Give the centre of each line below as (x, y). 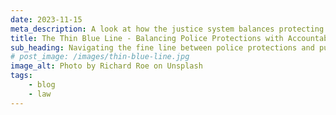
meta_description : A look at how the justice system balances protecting (167, 29)
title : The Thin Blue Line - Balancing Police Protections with (147, 38)
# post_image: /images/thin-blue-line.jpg (100, 57)
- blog (42, 85)
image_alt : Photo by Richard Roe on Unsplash (106, 66)
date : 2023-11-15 (46, 19)
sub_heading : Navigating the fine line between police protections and (162, 47)
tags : (21, 76)
